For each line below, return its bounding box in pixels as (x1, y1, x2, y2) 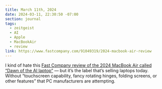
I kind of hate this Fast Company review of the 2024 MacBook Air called (5, 62, 152, 68)
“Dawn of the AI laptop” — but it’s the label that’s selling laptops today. (5, 67, 149, 73)
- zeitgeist (9, 26, 35, 31)
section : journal (5, 16, 41, 21)
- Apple (9, 35, 26, 40)
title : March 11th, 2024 (5, 7, 56, 12)
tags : (5, 21, 16, 26)
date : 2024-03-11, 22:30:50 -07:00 (5, 12, 79, 17)
